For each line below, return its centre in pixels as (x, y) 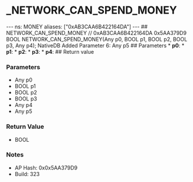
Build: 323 (27, 174)
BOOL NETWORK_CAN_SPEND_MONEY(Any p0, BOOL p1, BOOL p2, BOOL (97, 39)
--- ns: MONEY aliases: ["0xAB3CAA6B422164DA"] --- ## (77, 27)
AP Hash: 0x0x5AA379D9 (46, 168)
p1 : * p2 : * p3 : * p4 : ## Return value (50, 51)
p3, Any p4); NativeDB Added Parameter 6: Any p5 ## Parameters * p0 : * (95, 45)
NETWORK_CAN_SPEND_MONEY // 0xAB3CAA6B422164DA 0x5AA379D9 (97, 32)
